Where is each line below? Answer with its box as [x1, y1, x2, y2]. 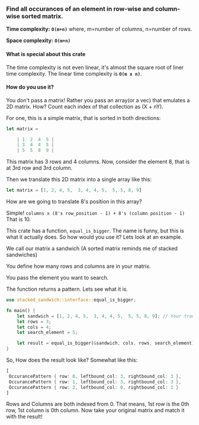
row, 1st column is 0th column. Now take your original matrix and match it [6, 407, 185, 414]
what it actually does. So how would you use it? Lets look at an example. [6, 233, 182, 241]
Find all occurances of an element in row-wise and [6, 5, 154, 13]
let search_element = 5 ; [17, 330, 78, 336]
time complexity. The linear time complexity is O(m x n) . [6, 70, 142, 77]
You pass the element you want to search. [6, 274, 109, 281]
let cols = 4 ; [17, 324, 52, 330]
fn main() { [6, 307, 36, 313]
